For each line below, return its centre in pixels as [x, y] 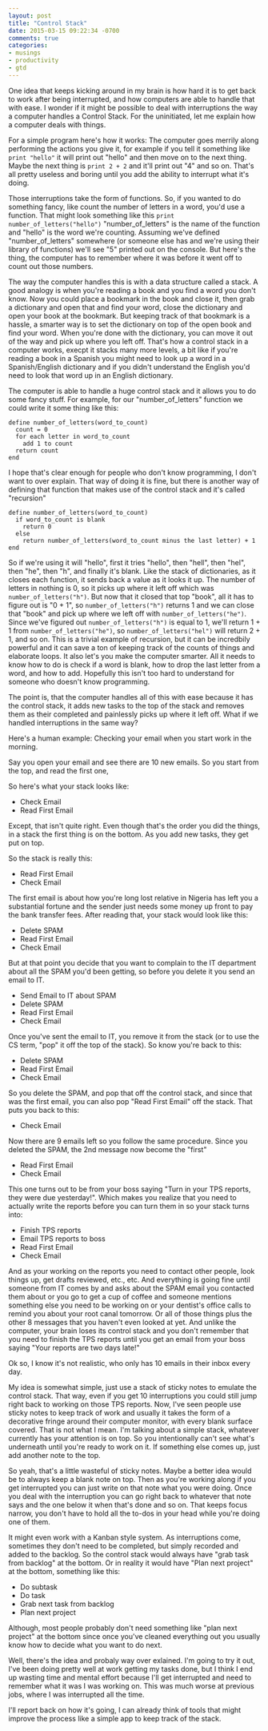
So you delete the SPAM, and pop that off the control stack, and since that [130, 1093]
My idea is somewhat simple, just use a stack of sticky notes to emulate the [133, 1387]
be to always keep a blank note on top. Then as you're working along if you [132, 1479]
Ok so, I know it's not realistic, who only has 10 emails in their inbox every [129, 1363]
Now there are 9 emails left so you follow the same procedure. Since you [128, 1141]
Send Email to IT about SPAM [68, 995]
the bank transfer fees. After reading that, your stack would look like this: [128, 914]
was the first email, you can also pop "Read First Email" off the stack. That [131, 1101]
